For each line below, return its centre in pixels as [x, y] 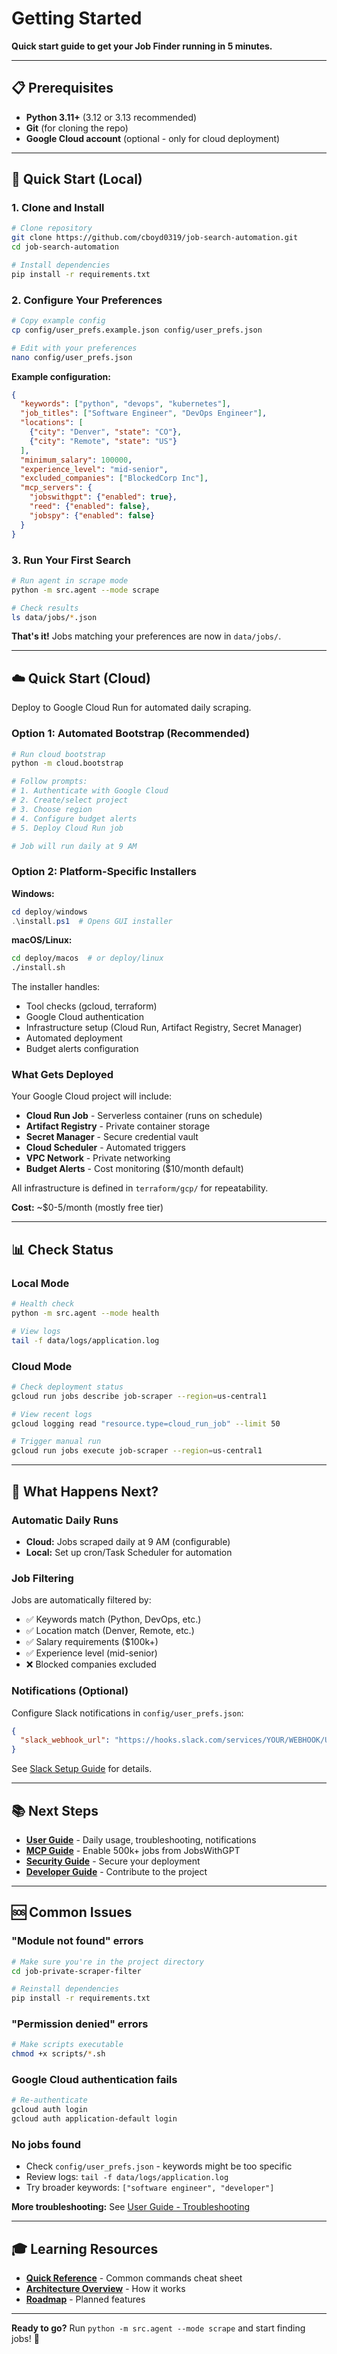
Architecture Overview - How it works [105, 2289]
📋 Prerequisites [62, 88]
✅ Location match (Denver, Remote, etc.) [110, 1631]
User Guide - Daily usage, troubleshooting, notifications [141, 1839]
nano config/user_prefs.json [72, 357]
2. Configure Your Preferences [87, 300]
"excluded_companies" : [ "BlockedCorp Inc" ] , [114, 478]
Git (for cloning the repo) [77, 128]
